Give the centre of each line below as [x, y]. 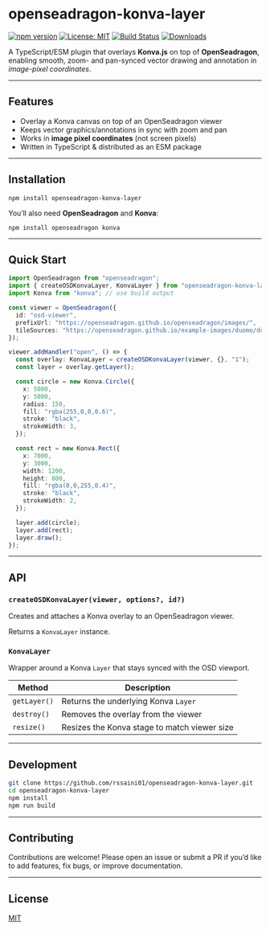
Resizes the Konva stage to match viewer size [148, 727]
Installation [37, 180]
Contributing [41, 838]
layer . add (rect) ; [45, 530]
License [29, 898]
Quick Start [37, 259]
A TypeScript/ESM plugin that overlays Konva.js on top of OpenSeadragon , [134, 51]
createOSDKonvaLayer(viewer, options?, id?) [97, 599]
